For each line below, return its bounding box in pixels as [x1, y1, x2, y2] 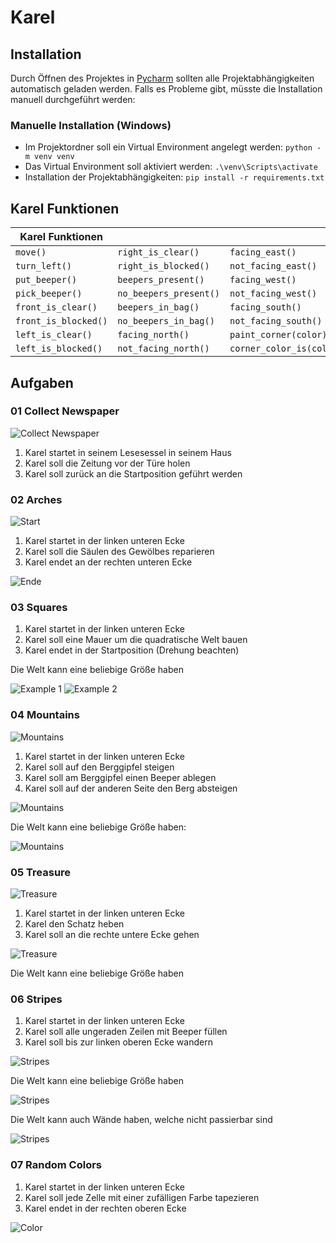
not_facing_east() [229, 261, 318, 272]
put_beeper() [15, 274, 78, 286]
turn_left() [15, 261, 73, 272]
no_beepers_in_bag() [117, 316, 215, 327]
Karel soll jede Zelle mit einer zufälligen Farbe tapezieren [24, 1191, 260, 1203]
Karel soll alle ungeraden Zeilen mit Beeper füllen [24, 1026, 228, 1038]
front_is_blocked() [15, 316, 108, 327]
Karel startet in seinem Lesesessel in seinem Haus [24, 446, 232, 458]
